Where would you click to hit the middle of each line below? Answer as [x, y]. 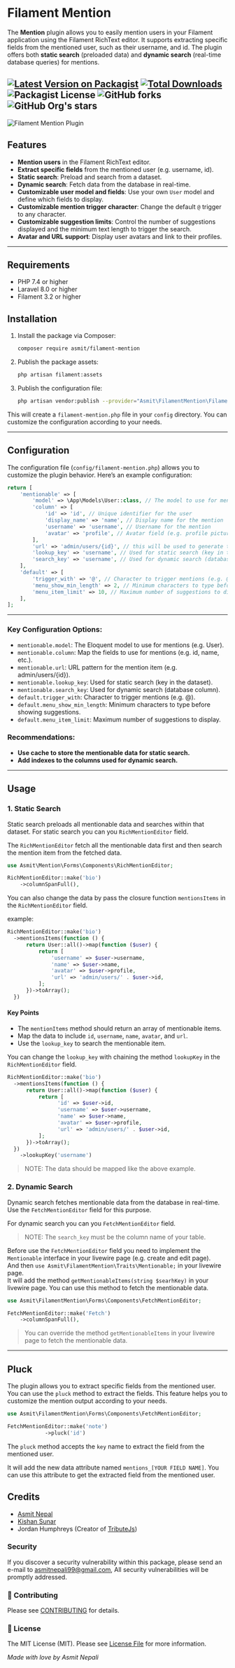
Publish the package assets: [58, 362]
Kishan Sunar [37, 1521]
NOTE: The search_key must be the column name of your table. [115, 1237]
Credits [24, 1497]
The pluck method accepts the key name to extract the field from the [106, 1446]
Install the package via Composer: [66, 336]
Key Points [23, 1013]
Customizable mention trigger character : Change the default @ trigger [119, 206]
